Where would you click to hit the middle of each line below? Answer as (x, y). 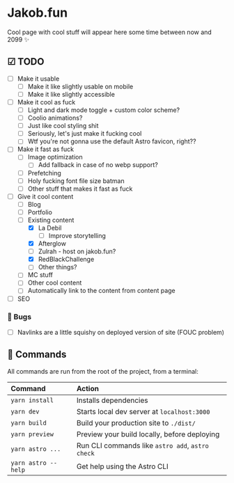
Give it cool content (45, 196)
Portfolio (40, 212)
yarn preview (32, 434)
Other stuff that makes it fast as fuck (80, 189)
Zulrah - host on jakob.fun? (77, 251)
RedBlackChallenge (66, 260)
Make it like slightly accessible (71, 94)
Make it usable (38, 79)
